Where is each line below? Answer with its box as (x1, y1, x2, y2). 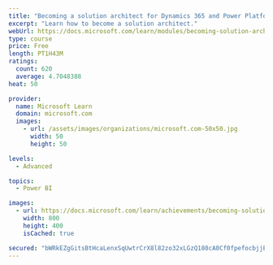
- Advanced (15, 162, 53, 171)
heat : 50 (8, 80, 38, 88)
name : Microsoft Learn (15, 102, 93, 111)
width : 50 (29, 132, 63, 141)
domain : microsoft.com (15, 110, 93, 118)
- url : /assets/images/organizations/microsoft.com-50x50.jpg (23, 125, 238, 133)
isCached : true (23, 229, 75, 237)
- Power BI (15, 185, 53, 193)
